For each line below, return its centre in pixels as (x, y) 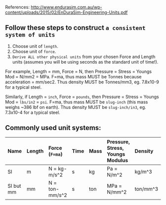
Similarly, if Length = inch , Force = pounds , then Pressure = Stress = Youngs (82, 97)
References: (17, 7)
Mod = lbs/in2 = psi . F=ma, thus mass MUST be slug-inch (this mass (77, 102)
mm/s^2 (58, 195)
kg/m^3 (143, 171)
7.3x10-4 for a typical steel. (33, 112)
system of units (30, 35)
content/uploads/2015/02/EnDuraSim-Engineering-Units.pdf (66, 12)
